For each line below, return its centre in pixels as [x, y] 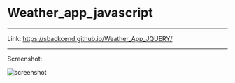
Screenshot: [25, 59]
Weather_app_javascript [80, 13]
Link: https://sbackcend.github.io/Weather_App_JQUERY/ [90, 38]
